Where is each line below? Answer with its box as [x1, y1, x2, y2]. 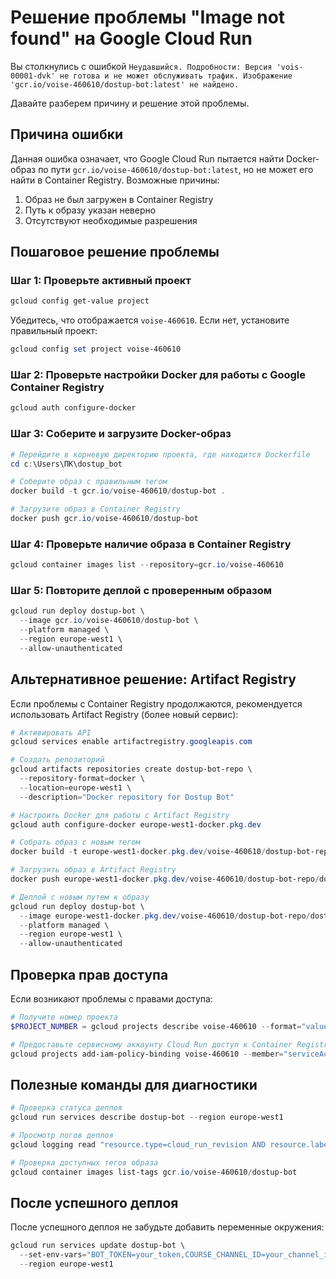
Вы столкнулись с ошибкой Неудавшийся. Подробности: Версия [10, 60, 273, 72]
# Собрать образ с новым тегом [10, 837, 141, 848]
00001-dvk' [10, 71, 56, 81]
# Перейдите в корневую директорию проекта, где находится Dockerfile [10, 449, 311, 460]
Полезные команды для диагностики [10, 1076, 258, 1093]
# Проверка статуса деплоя [10, 1103, 123, 1113]
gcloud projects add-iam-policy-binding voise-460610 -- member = [10, 1049, 284, 1059]
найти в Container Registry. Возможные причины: [10, 174, 220, 186]
